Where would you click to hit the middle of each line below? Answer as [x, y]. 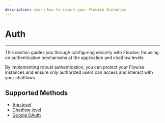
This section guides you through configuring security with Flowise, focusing [82, 52]
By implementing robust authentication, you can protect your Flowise [75, 67]
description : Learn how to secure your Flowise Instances [66, 10]
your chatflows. [21, 77]
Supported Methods [37, 93]
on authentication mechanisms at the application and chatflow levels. [75, 58]
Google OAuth [27, 115]
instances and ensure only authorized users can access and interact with [79, 72]
